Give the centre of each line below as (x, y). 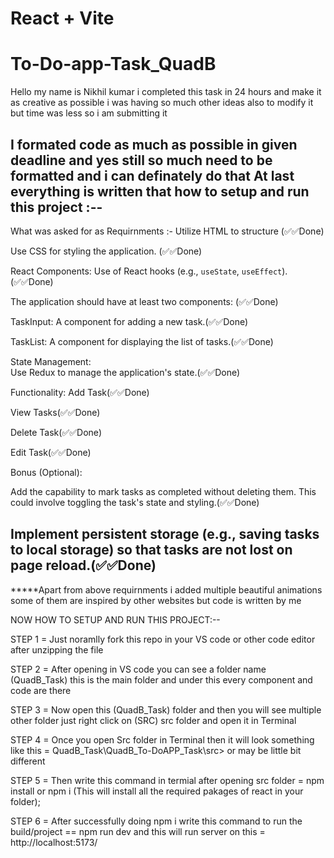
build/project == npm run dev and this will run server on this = (138, 831)
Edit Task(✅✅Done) (51, 452)
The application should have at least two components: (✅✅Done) (144, 301)
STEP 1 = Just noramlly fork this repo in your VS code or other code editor (163, 639)
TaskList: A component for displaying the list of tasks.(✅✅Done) (142, 341)
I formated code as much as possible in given (154, 144)
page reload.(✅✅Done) (83, 565)
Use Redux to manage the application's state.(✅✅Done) (125, 372)
